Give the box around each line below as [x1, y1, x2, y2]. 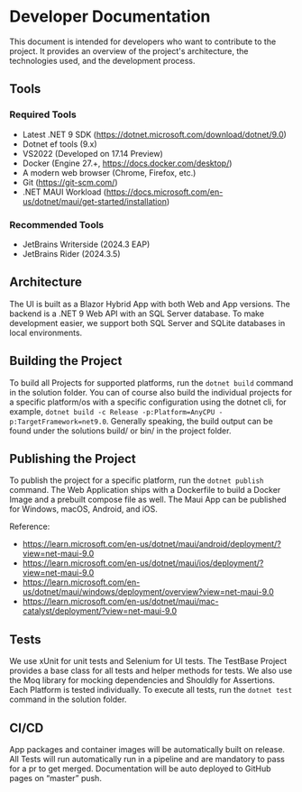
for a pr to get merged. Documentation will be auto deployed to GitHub [9, 763, 271, 774]
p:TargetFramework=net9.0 [9, 417, 106, 426]
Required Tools [9, 108, 77, 121]
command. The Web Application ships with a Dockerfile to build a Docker [9, 485, 281, 496]
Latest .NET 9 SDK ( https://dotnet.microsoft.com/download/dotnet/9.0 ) [22, 129, 287, 140]
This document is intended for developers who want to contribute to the [9, 36, 277, 47]
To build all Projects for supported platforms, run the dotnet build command [9, 377, 294, 388]
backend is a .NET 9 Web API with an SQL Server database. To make [9, 308, 264, 319]
